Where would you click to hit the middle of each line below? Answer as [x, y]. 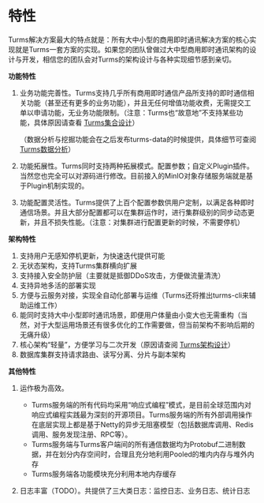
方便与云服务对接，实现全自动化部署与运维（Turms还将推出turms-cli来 [134, 295]
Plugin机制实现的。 [58, 186]
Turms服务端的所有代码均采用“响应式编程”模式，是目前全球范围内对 [141, 404]
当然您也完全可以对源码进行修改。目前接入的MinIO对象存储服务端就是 [133, 175]
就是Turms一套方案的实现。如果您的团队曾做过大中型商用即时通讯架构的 [132, 49]
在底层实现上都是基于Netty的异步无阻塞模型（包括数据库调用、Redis [142, 424]
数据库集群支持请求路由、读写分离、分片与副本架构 [102, 354]
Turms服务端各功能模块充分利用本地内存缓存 [104, 474]
